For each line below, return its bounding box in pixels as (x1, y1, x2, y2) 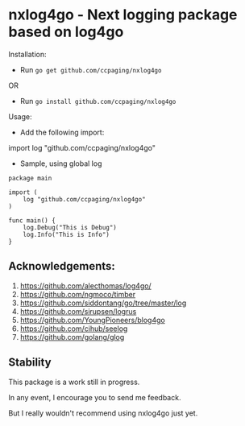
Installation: (8, 49, 47, 59)
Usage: (8, 111, 32, 122)
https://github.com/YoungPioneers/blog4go (19, 315, 165, 325)
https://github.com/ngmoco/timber (19, 289, 135, 299)
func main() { (8, 216, 56, 225)
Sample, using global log (19, 159, 102, 168)
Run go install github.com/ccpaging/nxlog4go (19, 96, 176, 105)
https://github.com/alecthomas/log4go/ (19, 280, 152, 291)
